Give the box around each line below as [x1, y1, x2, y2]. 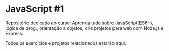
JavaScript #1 [5, 3, 64, 15]
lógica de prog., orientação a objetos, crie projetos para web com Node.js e [5, 25, 164, 31]
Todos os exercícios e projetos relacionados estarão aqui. [5, 40, 126, 46]
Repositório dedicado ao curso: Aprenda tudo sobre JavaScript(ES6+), [5, 20, 154, 26]
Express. [5, 30, 24, 36]
